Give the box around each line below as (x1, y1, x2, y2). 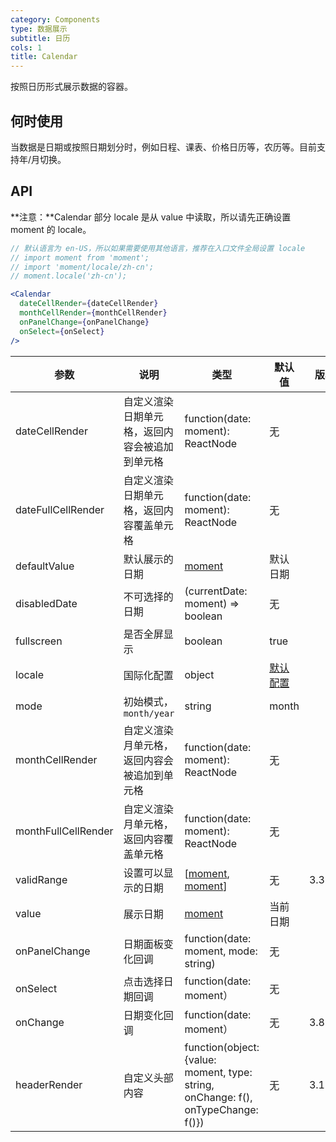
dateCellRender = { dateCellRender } (19, 299, 159, 309)
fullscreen (15, 634, 63, 648)
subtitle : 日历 (10, 33, 71, 43)
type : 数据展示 (10, 24, 68, 34)
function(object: (184, 1040, 260, 1054)
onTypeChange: (184, 1102, 259, 1116)
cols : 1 (10, 42, 43, 53)
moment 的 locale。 (10, 223, 92, 235)
